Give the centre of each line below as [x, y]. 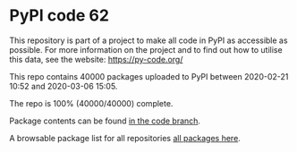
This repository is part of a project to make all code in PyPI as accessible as [148, 40]
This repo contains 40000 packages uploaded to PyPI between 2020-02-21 [149, 76]
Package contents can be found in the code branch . [105, 121]
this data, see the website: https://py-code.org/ [96, 59]
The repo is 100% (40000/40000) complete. [91, 103]
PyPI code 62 [59, 16]
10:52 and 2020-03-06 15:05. [64, 86]
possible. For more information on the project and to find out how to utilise [146, 49]
